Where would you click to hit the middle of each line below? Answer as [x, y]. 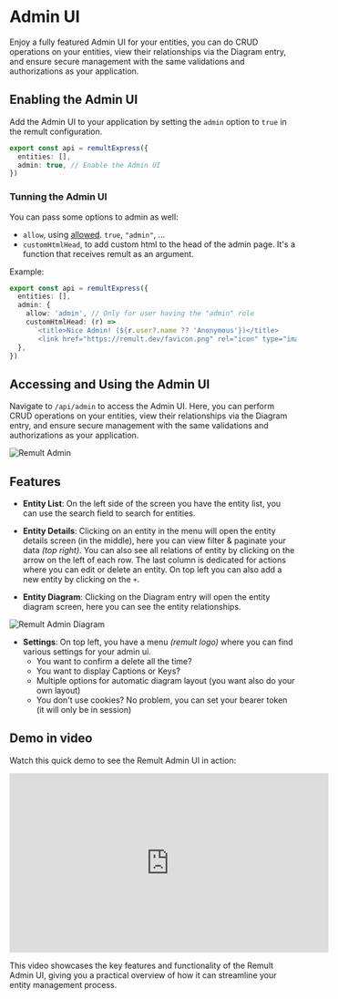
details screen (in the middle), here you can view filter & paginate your [154, 541]
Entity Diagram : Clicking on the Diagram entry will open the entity [146, 597]
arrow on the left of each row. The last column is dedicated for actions [154, 560]
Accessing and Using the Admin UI [110, 384]
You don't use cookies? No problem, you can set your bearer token [162, 700]
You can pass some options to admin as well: [94, 217]
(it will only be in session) [84, 710]
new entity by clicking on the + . [81, 580]
